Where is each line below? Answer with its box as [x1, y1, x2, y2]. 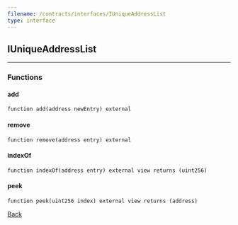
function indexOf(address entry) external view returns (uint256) [7, 167, 208, 174]
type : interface [7, 17, 55, 24]
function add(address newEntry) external [7, 105, 132, 113]
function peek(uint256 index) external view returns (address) [7, 197, 198, 205]
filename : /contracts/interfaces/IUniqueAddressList [7, 10, 166, 18]
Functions [7, 72, 42, 82]
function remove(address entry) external [7, 136, 132, 144]
